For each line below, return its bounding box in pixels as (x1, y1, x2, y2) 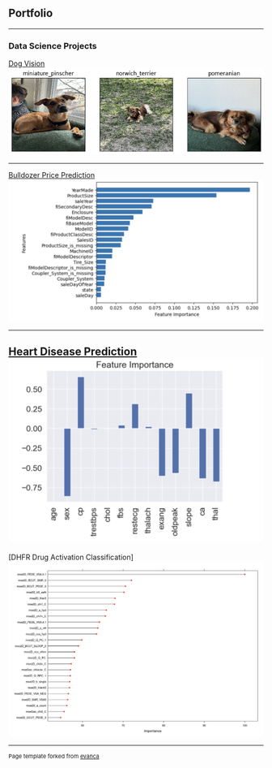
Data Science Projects (8, 40, 97, 51)
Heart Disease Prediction (8, 345, 138, 359)
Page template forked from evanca (8, 753, 100, 761)
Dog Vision (8, 58, 45, 68)
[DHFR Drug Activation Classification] (8, 552, 134, 563)
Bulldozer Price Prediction (8, 170, 96, 180)
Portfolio (8, 6, 53, 20)
